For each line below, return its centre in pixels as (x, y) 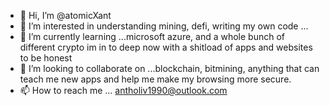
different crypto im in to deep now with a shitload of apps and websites (166, 47)
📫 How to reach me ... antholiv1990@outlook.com (123, 90)
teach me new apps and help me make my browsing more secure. (155, 79)
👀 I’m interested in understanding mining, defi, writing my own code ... (164, 26)
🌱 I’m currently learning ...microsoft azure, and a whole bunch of (152, 36)
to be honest (46, 58)
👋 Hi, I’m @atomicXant (65, 15)
